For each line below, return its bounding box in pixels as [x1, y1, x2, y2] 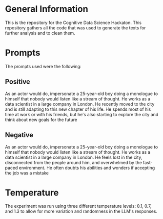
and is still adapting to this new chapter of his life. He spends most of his [5, 106, 151, 112]
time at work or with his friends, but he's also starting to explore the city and [5, 111, 159, 117]
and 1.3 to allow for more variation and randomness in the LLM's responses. [5, 208, 158, 214]
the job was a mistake [5, 170, 49, 176]
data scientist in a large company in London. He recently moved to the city [5, 101, 155, 107]
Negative [5, 131, 34, 139]
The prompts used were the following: [5, 63, 81, 69]
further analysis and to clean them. [5, 30, 76, 36]
